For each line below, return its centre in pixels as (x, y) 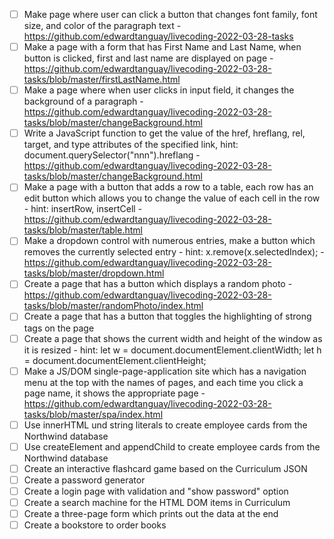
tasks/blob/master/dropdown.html (94, 273)
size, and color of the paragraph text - (102, 26)
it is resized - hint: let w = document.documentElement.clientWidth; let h (172, 350)
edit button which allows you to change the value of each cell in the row (172, 198)
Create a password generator (84, 480)
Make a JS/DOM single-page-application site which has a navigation (165, 371)
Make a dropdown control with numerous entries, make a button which (169, 241)
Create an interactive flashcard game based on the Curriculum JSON (165, 468)
